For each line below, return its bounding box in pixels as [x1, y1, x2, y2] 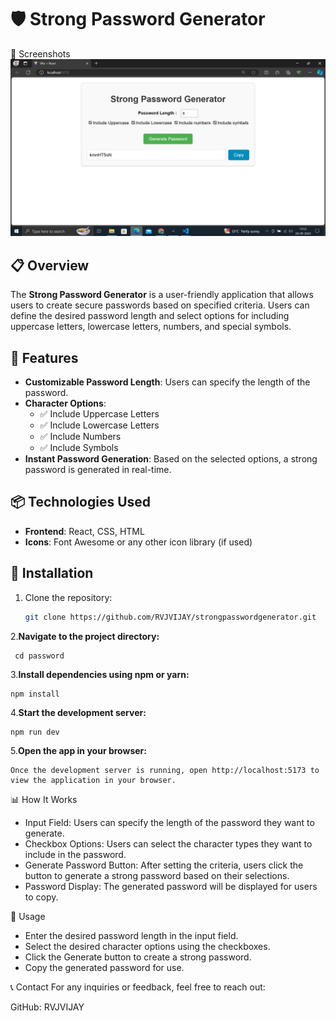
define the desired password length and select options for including [10, 310, 290, 322]
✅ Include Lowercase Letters [39, 419, 160, 431]
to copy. [24, 891, 59, 903]
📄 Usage [10, 910, 46, 922]
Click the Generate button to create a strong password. [24, 951, 252, 963]
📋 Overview [10, 257, 90, 274]
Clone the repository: [24, 591, 113, 603]
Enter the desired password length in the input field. [24, 929, 239, 941]
